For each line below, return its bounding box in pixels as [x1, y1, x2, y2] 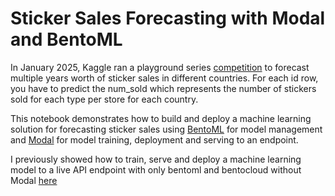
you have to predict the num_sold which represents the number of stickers [10, 82, 317, 94]
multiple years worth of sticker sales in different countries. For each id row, [10, 72, 319, 84]
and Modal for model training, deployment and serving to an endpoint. [10, 133, 299, 146]
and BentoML [10, 28, 123, 51]
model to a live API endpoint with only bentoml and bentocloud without [10, 163, 302, 176]
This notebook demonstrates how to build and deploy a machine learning [10, 112, 312, 124]
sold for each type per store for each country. [10, 93, 199, 105]
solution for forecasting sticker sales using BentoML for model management [10, 123, 323, 135]
